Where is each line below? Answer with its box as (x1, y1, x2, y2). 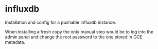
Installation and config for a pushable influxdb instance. (5, 19, 117, 25)
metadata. (5, 39, 25, 45)
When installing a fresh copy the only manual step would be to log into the (5, 29, 154, 34)
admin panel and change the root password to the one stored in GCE (5, 34, 142, 40)
